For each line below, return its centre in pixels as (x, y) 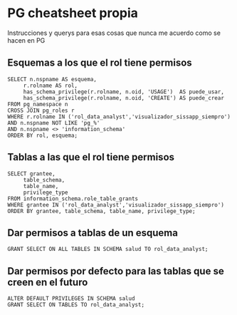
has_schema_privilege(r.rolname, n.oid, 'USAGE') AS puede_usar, (123, 92)
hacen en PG (26, 40)
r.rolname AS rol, (51, 86)
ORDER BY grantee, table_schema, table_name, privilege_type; (101, 211)
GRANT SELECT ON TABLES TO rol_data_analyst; (76, 305)
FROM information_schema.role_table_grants (73, 198)
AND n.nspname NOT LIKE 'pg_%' (54, 123)
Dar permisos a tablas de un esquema (93, 233)
